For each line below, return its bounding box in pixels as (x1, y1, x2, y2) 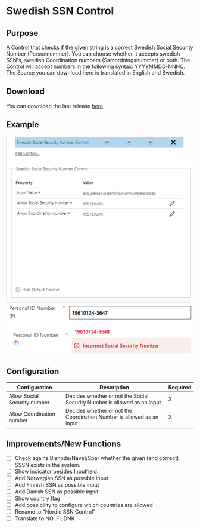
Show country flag (14, 495, 61, 502)
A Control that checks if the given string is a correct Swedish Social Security (6, 44, 193, 51)
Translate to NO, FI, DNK (14, 515, 76, 522)
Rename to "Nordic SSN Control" (14, 508, 96, 515)
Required (168, 383, 192, 391)
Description (99, 383, 130, 391)
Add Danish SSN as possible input (14, 488, 99, 495)
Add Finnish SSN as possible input (14, 481, 99, 488)
